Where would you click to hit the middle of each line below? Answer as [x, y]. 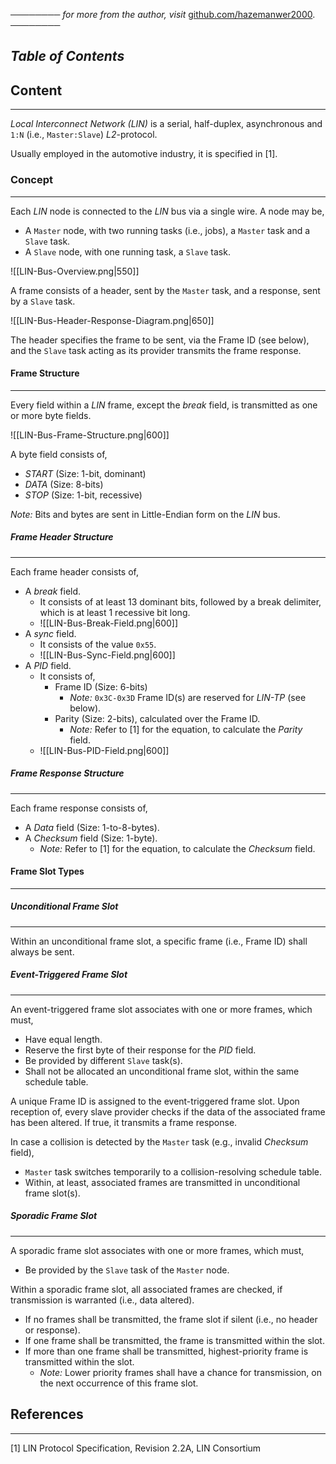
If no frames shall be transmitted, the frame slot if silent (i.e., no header [171, 1319]
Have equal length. [63, 1039]
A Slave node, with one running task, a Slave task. [127, 251]
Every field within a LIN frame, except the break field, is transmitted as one [164, 405]
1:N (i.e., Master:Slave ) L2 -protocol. [84, 135]
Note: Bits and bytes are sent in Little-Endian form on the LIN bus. [145, 514]
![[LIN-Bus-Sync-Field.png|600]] [107, 655]
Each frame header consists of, [74, 571]
